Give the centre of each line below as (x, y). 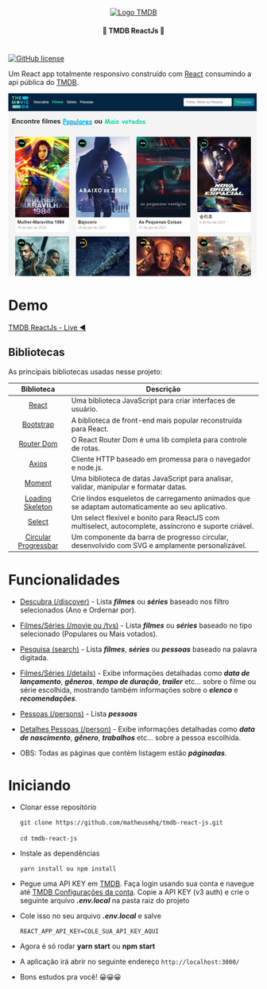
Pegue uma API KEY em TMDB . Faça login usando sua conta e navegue (137, 884)
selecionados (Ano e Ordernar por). (78, 610)
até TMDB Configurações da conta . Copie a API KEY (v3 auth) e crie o (134, 892)
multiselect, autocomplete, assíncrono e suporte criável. (163, 526)
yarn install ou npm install (68, 869)
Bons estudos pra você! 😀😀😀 (70, 977)
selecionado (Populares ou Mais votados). (89, 634)
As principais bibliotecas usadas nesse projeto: (85, 371)
